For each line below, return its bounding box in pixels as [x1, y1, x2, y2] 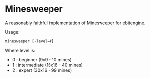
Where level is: [5, 47, 36, 53]
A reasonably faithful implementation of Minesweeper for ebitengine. [5, 20, 146, 26]
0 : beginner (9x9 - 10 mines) [12, 56, 72, 62]
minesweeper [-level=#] [5, 38, 54, 44]
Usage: [5, 29, 20, 35]
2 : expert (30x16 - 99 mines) [12, 67, 72, 73]
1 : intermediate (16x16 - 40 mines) [12, 62, 83, 68]
